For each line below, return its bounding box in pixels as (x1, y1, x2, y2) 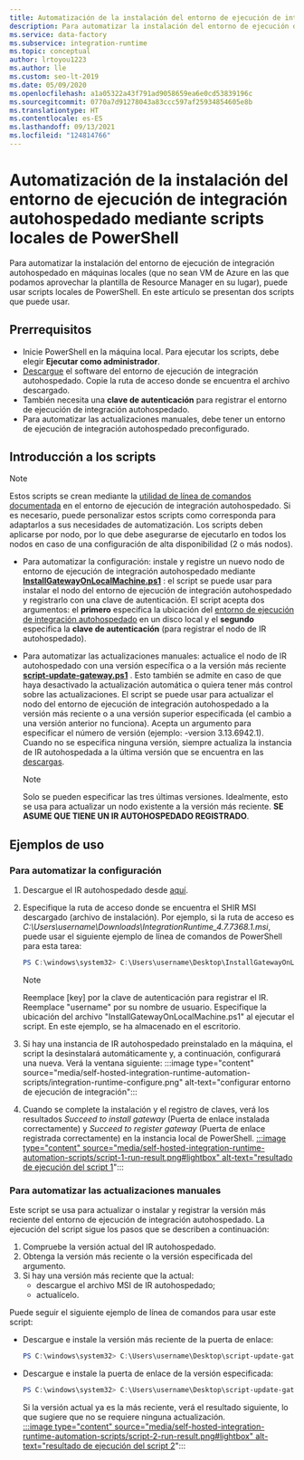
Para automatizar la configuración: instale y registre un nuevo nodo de (22, 556, 285, 567)
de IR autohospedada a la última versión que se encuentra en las (22, 747, 264, 758)
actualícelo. (35, 1290, 80, 1301)
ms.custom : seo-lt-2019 (9, 72, 100, 81)
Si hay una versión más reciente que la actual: (22, 1270, 195, 1281)
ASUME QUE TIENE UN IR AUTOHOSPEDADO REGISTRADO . (22, 811, 250, 821)
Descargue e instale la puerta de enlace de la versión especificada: (22, 1368, 274, 1379)
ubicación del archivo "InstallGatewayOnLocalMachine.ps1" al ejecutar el (22, 1011, 295, 1022)
